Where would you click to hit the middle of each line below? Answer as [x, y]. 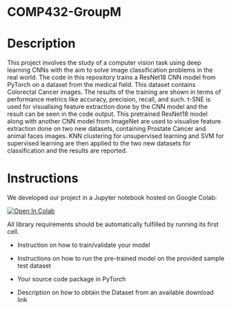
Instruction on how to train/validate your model [83, 245]
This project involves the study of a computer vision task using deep [104, 63]
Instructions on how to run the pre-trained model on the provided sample [121, 259]
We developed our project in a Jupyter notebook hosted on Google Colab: [112, 198]
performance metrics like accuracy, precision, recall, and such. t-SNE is [109, 99]
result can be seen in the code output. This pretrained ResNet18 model [108, 114]
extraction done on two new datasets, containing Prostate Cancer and [107, 129]
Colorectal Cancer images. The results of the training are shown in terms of [114, 92]
